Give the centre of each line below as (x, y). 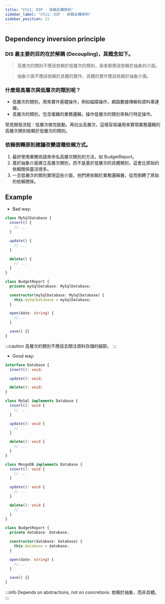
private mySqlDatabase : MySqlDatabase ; (50, 286)
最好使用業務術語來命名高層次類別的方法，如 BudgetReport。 (74, 157)
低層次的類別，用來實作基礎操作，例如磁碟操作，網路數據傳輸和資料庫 (83, 102)
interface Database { (27, 365)
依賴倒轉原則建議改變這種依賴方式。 (48, 145)
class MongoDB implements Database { (44, 464)
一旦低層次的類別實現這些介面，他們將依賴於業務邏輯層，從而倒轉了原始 (85, 175)
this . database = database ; (42, 546)
